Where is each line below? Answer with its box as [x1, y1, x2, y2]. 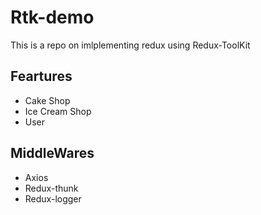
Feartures [10, 68, 73, 85]
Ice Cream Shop [24, 105, 92, 117]
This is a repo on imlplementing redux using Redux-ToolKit [10, 39, 251, 51]
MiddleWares [10, 145, 95, 162]
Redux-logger [24, 192, 82, 205]
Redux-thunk [24, 182, 79, 194]
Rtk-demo [10, 6, 95, 29]
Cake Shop [24, 94, 71, 106]
